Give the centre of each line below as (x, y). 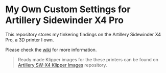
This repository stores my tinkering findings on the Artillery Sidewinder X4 (83, 34)
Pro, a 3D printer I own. (30, 40)
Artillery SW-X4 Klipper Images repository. (62, 65)
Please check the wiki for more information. (51, 50)
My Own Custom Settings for (68, 9)
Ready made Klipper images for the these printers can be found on (88, 59)
